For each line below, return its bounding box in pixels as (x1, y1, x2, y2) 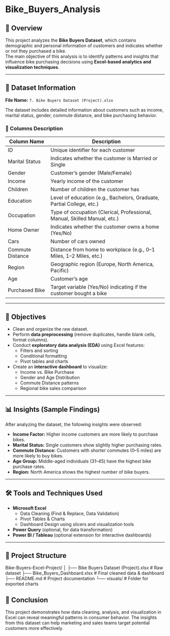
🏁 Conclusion (5, 595, 48, 604)
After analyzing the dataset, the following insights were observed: (5, 421, 143, 427)
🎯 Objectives (5, 312, 47, 321)
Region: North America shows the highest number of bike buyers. (12, 469, 150, 475)
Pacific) (50, 267, 69, 274)
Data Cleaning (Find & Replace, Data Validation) (20, 510, 119, 516)
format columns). (12, 336, 49, 343)
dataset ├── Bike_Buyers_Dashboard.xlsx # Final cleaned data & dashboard (5, 570, 164, 576)
